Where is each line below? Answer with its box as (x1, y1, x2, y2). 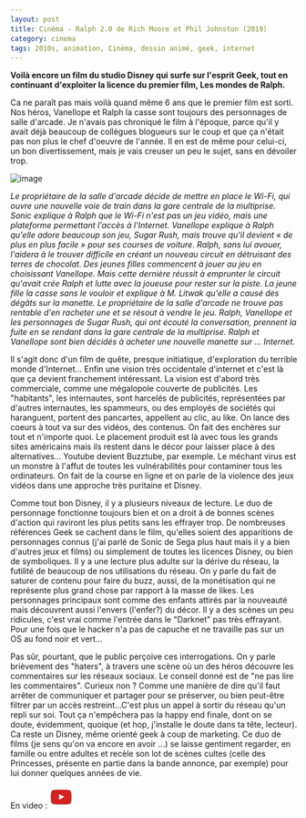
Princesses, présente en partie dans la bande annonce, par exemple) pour (10, 758, 289, 769)
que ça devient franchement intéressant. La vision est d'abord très (10, 373, 260, 384)
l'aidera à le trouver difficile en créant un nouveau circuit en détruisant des (10, 249, 292, 260)
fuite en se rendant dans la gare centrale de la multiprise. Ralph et (10, 327, 260, 338)
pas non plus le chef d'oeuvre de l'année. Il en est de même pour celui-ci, (10, 136, 288, 147)
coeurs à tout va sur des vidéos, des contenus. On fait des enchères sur (10, 422, 281, 433)
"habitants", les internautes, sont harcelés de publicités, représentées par (10, 393, 286, 404)
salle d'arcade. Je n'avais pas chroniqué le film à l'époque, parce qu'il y (10, 117, 280, 128)
